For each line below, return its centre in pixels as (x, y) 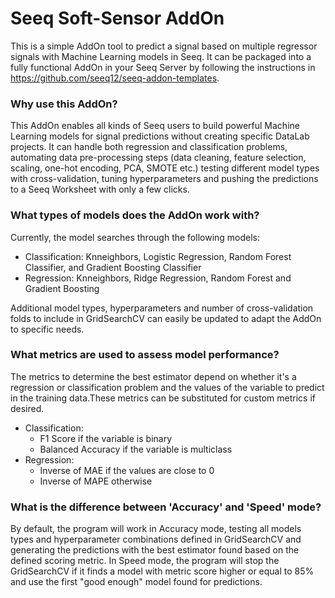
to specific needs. (47, 329)
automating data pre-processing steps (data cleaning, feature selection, (158, 158)
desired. (27, 408)
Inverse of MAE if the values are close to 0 (127, 470)
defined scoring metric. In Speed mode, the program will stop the (145, 561)
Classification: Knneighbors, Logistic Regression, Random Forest (158, 256)
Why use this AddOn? (64, 104)
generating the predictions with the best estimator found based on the (155, 550)
